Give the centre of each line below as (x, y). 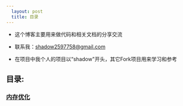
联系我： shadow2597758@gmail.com (60, 47)
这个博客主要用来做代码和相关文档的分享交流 (68, 34)
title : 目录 (25, 17)
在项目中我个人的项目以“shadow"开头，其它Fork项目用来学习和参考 (96, 59)
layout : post (27, 11)
